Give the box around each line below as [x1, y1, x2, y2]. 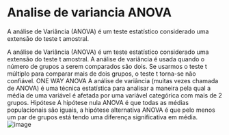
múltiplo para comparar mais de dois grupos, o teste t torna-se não [7, 70, 196, 78]
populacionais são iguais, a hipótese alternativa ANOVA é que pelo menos [7, 106, 215, 114]
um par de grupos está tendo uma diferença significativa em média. [7, 112, 198, 121]
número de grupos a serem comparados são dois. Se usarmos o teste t [7, 62, 207, 70]
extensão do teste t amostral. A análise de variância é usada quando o [7, 55, 205, 63]
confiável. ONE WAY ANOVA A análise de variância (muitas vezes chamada [7, 76, 219, 85]
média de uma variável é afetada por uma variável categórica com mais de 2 [7, 91, 222, 100]
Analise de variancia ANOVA [7, 5, 172, 20]
